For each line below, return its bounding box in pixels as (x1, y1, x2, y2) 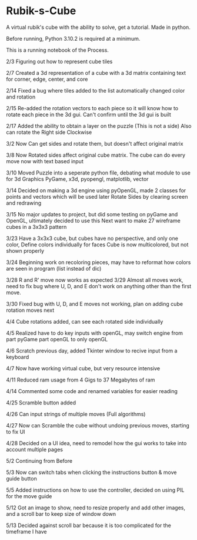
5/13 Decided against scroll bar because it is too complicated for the (6, 522, 172, 529)
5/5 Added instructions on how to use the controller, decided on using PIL (6, 486, 185, 493)
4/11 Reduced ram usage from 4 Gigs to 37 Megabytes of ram (6, 376, 155, 383)
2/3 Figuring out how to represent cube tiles (6, 58, 113, 65)
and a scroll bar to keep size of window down (6, 510, 116, 517)
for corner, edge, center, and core (6, 75, 88, 83)
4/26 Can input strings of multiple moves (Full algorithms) (6, 410, 146, 417)
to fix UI (6, 428, 25, 435)
